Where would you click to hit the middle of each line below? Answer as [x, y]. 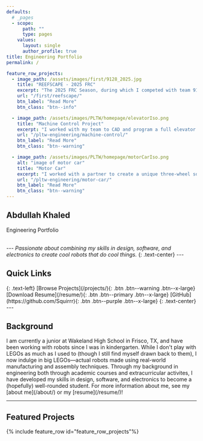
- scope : [23, 23]
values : [27, 40]
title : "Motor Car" [42, 168]
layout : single [41, 46]
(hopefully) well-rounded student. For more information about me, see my [98, 386]
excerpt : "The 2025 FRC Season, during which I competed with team [104, 90]
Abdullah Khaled [38, 215]
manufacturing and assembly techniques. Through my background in [92, 367]
